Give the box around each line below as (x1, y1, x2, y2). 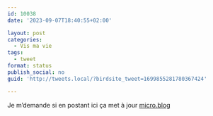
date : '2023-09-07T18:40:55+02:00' (7, 17, 113, 24)
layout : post (7, 30, 46, 37)
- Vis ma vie (13, 43, 52, 50)
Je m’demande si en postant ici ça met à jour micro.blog (7, 101, 171, 109)
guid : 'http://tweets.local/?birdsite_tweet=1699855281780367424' (7, 75, 207, 82)
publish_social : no (7, 68, 65, 76)
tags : (7, 49, 23, 56)
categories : (7, 36, 42, 43)
